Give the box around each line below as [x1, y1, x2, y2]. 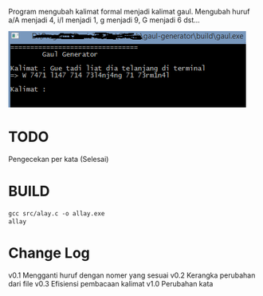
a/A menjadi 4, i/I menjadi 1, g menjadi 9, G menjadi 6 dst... [8, 15, 201, 25]
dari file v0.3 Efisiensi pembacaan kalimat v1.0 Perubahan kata [8, 278, 214, 288]
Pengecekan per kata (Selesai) [8, 154, 109, 164]
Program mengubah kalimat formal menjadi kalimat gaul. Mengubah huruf [8, 7, 250, 16]
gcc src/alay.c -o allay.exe [8, 209, 105, 218]
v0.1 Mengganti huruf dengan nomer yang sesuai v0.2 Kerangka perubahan [8, 270, 256, 280]
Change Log [8, 244, 90, 262]
